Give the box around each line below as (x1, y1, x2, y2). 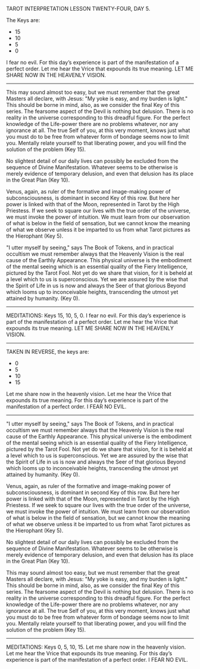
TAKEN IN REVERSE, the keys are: (6, 348, 89, 355)
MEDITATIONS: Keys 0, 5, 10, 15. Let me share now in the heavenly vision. (6, 643, 186, 650)
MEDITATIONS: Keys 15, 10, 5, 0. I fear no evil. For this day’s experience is (6, 312, 186, 319)
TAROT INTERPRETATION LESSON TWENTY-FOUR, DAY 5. (6, 5, 151, 12)
